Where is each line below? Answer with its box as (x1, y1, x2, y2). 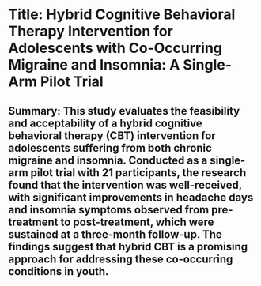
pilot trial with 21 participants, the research (30, 166, 247, 179)
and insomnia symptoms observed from (8, 203, 210, 216)
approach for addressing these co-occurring (8, 252, 233, 265)
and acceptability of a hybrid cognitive (8, 116, 203, 130)
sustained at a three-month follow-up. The (8, 228, 223, 241)
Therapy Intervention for (8, 22, 174, 40)
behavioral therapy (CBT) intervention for (8, 129, 216, 142)
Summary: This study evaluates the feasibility (8, 104, 240, 118)
